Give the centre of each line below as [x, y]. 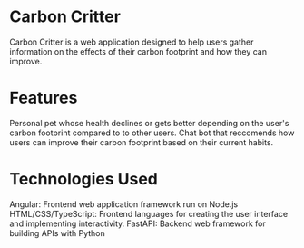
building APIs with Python [58, 233]
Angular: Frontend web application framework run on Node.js [124, 204]
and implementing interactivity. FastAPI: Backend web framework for [137, 223]
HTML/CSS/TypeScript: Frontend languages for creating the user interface [149, 213]
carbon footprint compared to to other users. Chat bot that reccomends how [152, 133]
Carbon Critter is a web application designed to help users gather [132, 42]
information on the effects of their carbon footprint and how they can [138, 51]
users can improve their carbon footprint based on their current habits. [142, 142]
